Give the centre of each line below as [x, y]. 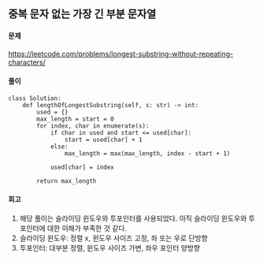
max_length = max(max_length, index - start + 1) [147, 153]
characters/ [27, 62]
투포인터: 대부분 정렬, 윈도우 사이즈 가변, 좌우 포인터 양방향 [110, 248]
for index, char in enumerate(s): [93, 126]
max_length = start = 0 [75, 119]
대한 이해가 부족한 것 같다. [87, 228]
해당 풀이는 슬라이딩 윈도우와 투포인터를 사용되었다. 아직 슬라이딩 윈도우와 [133, 218]
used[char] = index [82, 167]
